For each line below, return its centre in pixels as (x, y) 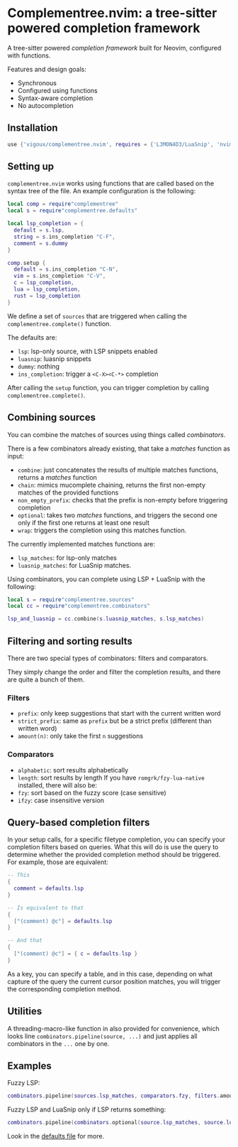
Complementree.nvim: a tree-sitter (112, 13)
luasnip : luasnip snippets (55, 359)
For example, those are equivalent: (58, 862)
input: (16, 456)
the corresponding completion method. (64, 989)
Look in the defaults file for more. (56, 1136)
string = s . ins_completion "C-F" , (64, 237)
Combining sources (51, 418)
